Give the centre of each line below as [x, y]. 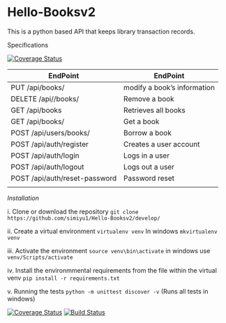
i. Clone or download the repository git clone [73, 211]
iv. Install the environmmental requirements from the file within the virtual [112, 270]
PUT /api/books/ [38, 87]
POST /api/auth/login [45, 156]
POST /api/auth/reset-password [64, 178]
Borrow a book [148, 133]
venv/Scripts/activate [40, 257]
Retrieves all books [155, 110]
